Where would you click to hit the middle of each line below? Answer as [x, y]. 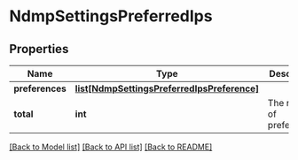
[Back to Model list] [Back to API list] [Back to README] [111, 147]
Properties [39, 49]
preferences [40, 88]
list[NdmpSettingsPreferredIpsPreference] [167, 88]
